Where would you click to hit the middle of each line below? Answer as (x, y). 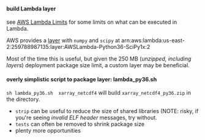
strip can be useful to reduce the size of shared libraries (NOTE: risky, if (107, 111)
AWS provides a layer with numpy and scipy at (63, 40)
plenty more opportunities (48, 131)
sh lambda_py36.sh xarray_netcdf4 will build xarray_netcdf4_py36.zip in (99, 93)
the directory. (23, 99)
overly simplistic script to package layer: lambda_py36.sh (82, 79)
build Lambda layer (31, 9)
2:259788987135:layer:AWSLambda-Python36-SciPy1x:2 (78, 47)
